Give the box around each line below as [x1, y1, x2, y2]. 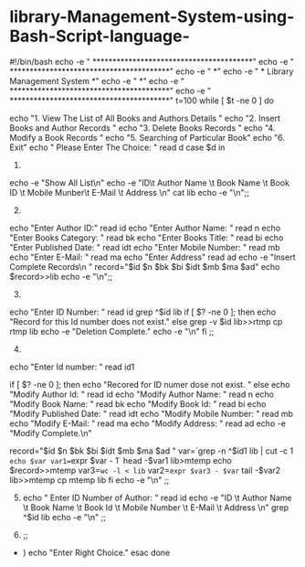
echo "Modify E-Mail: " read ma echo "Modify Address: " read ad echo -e [9, 418, 286, 429]
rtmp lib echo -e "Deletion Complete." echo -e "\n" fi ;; [9, 326, 215, 337]
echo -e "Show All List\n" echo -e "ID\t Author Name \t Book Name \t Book [9, 177, 290, 188]
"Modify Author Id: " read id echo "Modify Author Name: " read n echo [9, 389, 274, 400]
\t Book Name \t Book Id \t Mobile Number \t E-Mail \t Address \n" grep [22, 501, 289, 513]
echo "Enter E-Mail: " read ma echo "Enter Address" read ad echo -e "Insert [9, 251, 296, 262]
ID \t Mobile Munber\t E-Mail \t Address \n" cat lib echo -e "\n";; [9, 187, 249, 198]
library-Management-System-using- [9, 6, 295, 27]
